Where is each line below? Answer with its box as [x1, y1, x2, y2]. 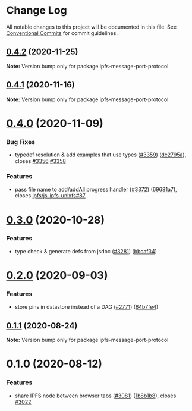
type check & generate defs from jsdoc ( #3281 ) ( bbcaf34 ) [14, 247, 158, 255]
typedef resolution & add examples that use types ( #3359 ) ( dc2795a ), [14, 151, 187, 158]
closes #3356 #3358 [14, 158, 67, 165]
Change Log [6, 4, 67, 17]
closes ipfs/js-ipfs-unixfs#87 [14, 192, 86, 199]
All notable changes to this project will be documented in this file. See [6, 23, 177, 30]
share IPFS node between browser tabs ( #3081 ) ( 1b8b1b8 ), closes [14, 392, 177, 399]
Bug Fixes [6, 137, 36, 146]
